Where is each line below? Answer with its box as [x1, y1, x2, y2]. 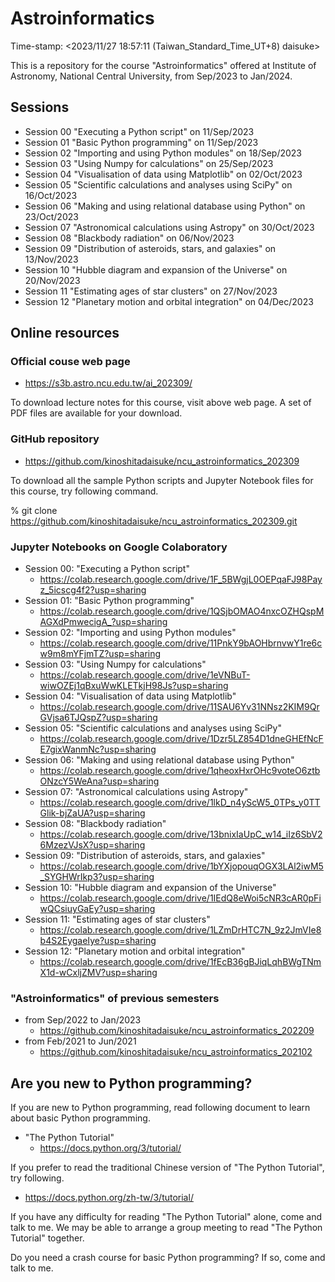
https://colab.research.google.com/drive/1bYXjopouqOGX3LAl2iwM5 [39, 860, 324, 872]
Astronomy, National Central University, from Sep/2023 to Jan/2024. [10, 70, 293, 82]
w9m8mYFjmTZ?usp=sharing [39, 648, 162, 660]
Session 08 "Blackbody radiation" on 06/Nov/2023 [24, 232, 235, 244]
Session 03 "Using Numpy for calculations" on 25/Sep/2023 [24, 157, 274, 169]
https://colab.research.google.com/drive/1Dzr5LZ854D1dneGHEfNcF [39, 733, 324, 745]
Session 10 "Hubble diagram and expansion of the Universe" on [24, 263, 288, 276]
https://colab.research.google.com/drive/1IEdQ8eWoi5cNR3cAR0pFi [39, 892, 322, 904]
